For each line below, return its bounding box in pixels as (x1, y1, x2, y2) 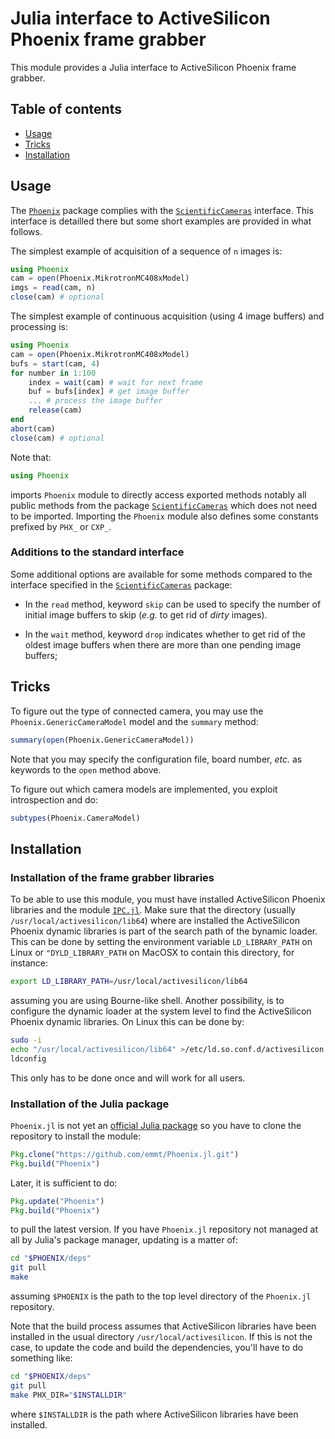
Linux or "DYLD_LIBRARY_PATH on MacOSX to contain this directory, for (10, 947, 295, 959)
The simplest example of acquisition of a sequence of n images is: (10, 245, 283, 257)
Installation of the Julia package (10, 1097, 170, 1111)
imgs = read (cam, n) (10, 283, 97, 293)
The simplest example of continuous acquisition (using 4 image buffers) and (10, 310, 325, 322)
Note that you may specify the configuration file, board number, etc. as (10, 753, 303, 765)
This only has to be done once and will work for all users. (10, 1072, 246, 1084)
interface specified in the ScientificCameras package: (10, 578, 233, 591)
